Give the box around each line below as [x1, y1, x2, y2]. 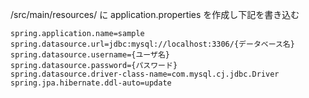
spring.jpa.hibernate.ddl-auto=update [10, 78, 172, 88]
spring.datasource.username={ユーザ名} [10, 50, 170, 60]
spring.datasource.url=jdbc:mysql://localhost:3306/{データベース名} [10, 39, 295, 49]
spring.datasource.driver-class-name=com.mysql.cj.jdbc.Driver [10, 69, 280, 79]
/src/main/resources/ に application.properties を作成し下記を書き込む [10, 9, 300, 20]
